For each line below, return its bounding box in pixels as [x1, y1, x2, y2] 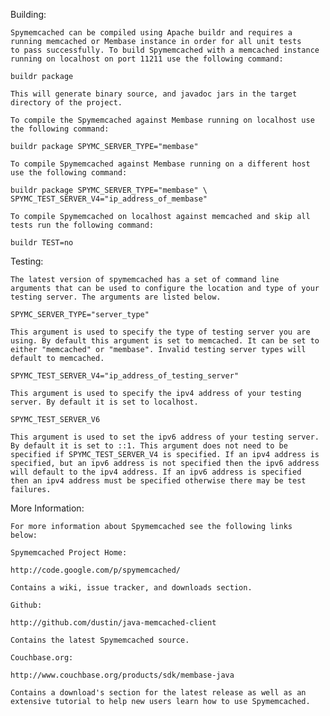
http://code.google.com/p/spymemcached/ [10, 565, 182, 575]
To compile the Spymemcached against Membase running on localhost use [10, 115, 315, 125]
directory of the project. [10, 98, 123, 108]
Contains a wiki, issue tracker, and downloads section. [10, 583, 253, 593]
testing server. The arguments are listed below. [10, 292, 222, 302]
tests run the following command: [10, 220, 155, 230]
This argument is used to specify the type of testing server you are [10, 327, 311, 337]
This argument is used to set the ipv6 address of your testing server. [10, 432, 320, 442]
